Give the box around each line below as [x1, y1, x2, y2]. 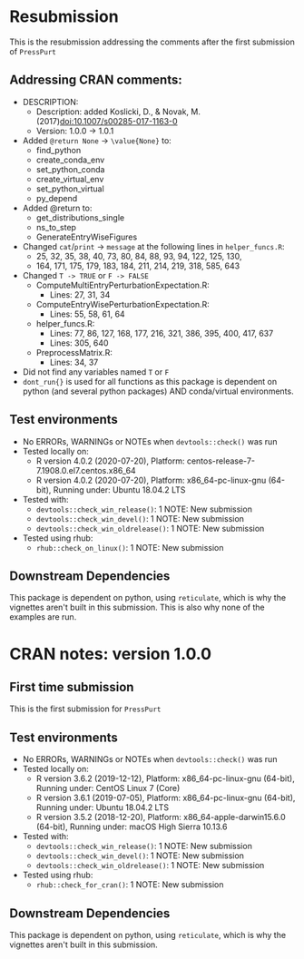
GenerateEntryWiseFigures [35, 231, 138, 242]
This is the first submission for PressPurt [9, 703, 162, 714]
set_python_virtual [35, 183, 104, 194]
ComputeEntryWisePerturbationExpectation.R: [35, 298, 211, 309]
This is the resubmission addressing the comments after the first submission [9, 36, 295, 47]
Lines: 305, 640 [49, 338, 109, 348]
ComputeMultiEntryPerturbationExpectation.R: [35, 279, 211, 290]
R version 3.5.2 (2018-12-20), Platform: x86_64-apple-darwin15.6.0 [35, 812, 286, 823]
